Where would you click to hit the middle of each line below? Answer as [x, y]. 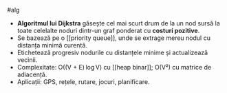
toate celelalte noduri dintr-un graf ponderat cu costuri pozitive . [108, 31]
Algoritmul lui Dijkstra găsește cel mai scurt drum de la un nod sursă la [118, 23]
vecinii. [27, 60]
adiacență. [32, 74]
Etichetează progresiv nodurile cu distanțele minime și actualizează [112, 52]
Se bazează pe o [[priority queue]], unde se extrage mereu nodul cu [114, 38]
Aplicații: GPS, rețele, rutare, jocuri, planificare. [83, 82]
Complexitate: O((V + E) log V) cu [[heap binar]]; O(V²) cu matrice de [114, 67]
